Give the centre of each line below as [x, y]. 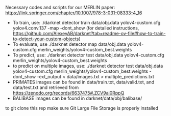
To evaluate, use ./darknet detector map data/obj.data [69, 44]
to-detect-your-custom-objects [46, 39]
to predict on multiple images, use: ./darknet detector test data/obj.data [88, 66]
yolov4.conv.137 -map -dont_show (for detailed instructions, [76, 28]
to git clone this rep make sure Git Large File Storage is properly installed [82, 108]
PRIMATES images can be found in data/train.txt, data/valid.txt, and [83, 82]
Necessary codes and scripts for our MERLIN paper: [60, 7]
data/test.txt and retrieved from [46, 88]
